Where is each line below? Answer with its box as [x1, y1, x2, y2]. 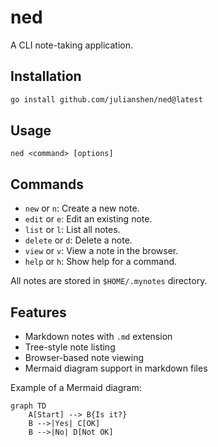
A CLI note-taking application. [10, 39, 133, 51]
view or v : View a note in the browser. [24, 245, 179, 257]
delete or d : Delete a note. [24, 234, 133, 246]
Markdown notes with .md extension [24, 331, 173, 343]
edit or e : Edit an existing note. [24, 213, 153, 225]
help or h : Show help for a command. [24, 256, 178, 268]
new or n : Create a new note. [24, 202, 140, 215]
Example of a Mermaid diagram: [10, 382, 142, 394]
